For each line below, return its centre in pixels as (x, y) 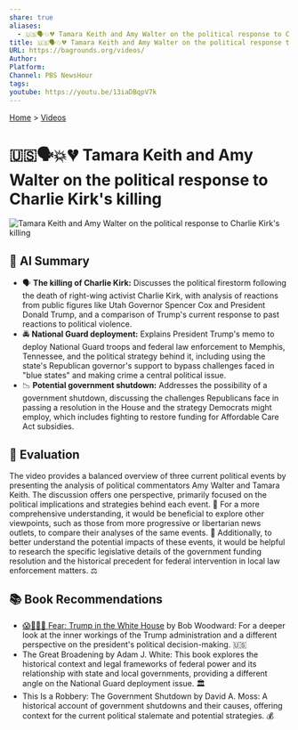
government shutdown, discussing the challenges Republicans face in (150, 398)
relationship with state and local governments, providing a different (145, 673)
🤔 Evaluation (44, 454)
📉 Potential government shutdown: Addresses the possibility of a (145, 385)
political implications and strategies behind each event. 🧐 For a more (134, 505)
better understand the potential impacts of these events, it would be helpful (147, 542)
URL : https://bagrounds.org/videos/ (77, 51)
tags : (19, 84)
